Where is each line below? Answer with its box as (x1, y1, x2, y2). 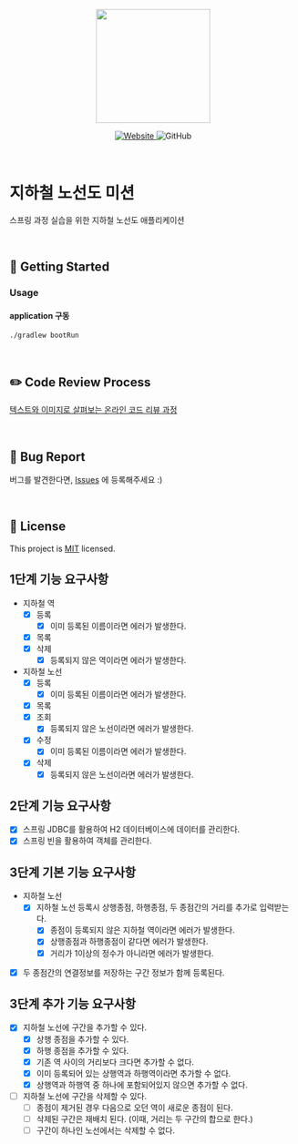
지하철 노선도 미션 (9, 183, 135, 204)
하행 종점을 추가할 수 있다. (36, 1045, 129, 1056)
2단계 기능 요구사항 (9, 798, 111, 813)
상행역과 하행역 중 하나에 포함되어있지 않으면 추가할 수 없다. (36, 1079, 248, 1090)
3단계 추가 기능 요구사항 (9, 996, 137, 1012)
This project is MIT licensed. (9, 543, 116, 554)
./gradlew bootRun (9, 331, 79, 341)
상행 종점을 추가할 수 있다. (36, 1034, 129, 1045)
